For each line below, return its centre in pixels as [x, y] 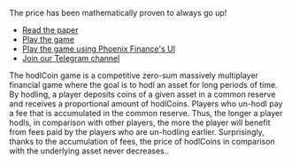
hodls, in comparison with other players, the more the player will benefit [140, 122]
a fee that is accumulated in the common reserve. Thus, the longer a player [146, 113]
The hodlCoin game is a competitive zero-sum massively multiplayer [134, 75]
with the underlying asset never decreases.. [89, 151]
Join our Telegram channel [71, 58]
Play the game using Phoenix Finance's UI [98, 49]
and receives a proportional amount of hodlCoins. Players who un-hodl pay [146, 104]
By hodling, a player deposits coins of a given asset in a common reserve [142, 94]
